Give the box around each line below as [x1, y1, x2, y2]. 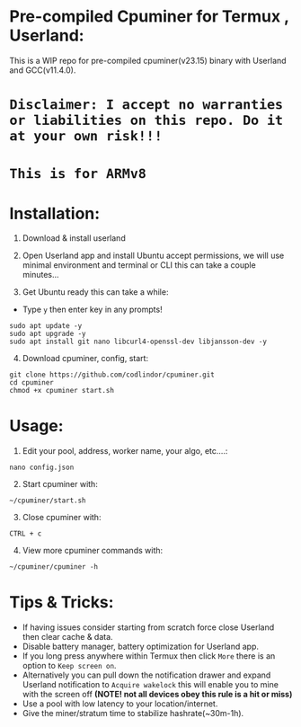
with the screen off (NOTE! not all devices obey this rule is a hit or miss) [22, 689, 293, 700]
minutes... [22, 270, 60, 280]
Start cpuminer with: [22, 479, 99, 490]
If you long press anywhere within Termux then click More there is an [22, 651, 276, 661]
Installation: [9, 203, 101, 224]
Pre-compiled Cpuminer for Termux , [9, 6, 289, 27]
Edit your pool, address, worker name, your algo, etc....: [22, 446, 228, 457]
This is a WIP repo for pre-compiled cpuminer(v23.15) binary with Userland [9, 55, 287, 66]
